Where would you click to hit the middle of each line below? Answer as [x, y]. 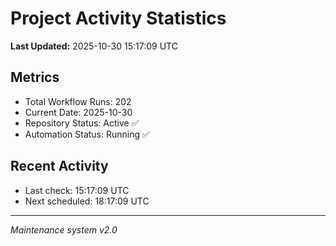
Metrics [35, 77]
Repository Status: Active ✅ [82, 123]
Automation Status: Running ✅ [87, 134]
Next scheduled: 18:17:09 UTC [87, 201]
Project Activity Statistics [118, 18]
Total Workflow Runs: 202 [78, 101]
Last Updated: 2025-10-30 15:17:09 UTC [94, 46]
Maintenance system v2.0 [64, 229]
